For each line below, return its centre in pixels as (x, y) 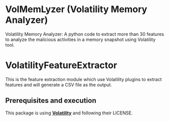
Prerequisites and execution (51, 100)
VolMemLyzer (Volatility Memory (76, 9)
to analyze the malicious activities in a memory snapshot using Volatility (80, 39)
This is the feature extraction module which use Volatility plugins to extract (83, 79)
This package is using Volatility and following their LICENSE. (69, 113)
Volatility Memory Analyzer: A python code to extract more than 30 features (85, 34)
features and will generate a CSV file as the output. (59, 85)
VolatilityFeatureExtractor (61, 66)
